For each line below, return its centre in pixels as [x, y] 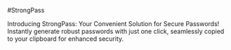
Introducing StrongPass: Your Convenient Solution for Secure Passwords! [113, 24]
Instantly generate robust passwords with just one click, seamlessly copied [116, 31]
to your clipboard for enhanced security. [66, 39]
